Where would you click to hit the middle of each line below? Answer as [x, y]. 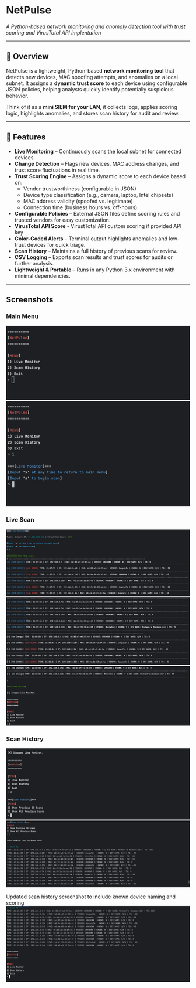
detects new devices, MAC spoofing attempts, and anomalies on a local [92, 77]
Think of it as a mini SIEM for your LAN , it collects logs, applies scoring [92, 107]
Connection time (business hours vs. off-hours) [80, 207]
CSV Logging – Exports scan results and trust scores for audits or [94, 257]
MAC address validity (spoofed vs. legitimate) [78, 201]
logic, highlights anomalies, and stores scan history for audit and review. [93, 113]
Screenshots [30, 299]
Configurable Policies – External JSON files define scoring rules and [97, 213]
